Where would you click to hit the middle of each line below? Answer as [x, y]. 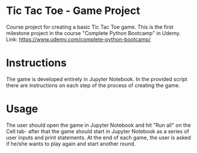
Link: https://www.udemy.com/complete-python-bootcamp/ [79, 39]
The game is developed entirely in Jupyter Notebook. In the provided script [97, 79]
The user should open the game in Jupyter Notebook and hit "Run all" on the [98, 125]
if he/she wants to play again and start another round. [71, 144]
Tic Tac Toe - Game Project [73, 11]
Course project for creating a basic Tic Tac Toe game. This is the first [90, 27]
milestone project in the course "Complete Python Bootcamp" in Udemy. [93, 33]
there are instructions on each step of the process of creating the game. [93, 85]
